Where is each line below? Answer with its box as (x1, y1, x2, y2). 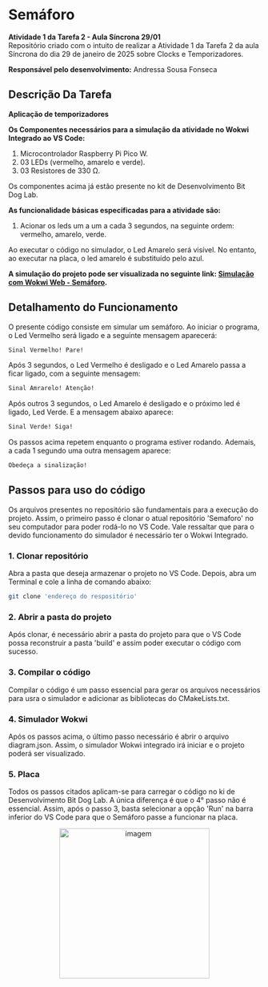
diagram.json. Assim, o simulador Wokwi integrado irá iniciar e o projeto (8, 739, 246, 750)
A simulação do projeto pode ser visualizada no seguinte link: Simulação (8, 268, 254, 278)
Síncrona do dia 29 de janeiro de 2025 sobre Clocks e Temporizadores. (8, 49, 244, 58)
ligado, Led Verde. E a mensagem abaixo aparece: (8, 407, 174, 417)
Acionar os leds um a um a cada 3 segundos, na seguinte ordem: (19, 220, 234, 230)
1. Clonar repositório (8, 550, 89, 562)
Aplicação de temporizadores (8, 109, 110, 119)
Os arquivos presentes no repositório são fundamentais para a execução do (8, 505, 258, 514)
